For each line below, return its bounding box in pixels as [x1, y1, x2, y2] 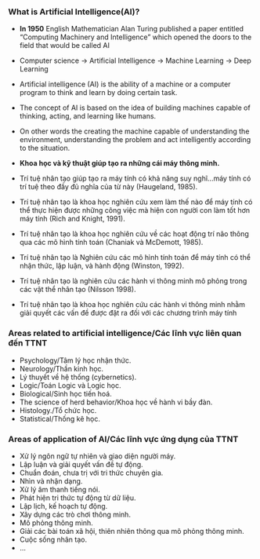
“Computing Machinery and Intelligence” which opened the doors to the [19, 32, 252, 42]
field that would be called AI [19, 41, 110, 50]
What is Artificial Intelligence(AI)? [8, 6, 140, 17]
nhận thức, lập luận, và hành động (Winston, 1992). [19, 261, 185, 271]
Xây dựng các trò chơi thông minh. [19, 510, 132, 519]
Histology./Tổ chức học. [19, 405, 97, 415]
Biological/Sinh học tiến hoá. [19, 389, 112, 398]
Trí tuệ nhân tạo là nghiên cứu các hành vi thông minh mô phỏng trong [19, 276, 247, 286]
